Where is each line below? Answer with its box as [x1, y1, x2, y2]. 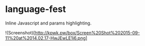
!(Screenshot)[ [5, 29, 35, 35]
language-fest [5, 3, 66, 15]
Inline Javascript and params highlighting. [5, 20, 92, 26]
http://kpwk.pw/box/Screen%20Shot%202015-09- [35, 29, 140, 35]
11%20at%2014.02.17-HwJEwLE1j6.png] [5, 35, 88, 41]
